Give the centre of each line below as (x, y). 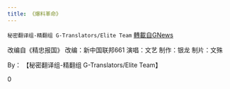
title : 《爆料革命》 (34, 14)
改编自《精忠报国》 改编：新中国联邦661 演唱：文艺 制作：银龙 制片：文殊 (115, 49)
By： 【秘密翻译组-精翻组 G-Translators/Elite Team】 (85, 65)
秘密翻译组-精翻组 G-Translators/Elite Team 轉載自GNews (90, 35)
